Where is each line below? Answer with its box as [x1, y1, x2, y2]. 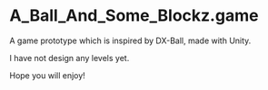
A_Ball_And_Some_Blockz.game [9, 5, 259, 26]
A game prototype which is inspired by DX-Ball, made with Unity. [9, 35, 252, 46]
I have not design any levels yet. [9, 52, 130, 63]
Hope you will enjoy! [9, 69, 86, 81]
